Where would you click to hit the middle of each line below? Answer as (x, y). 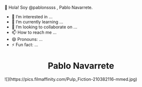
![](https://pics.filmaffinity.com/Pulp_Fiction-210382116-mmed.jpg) (71, 79)
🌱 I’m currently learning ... (37, 22)
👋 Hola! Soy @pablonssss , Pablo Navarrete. (49, 7)
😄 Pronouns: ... (27, 39)
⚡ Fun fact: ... (25, 45)
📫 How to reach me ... (34, 32)
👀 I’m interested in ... (32, 17)
